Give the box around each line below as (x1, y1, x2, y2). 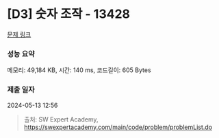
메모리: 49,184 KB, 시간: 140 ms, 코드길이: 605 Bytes (7, 66, 152, 74)
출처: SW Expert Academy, (23, 115, 99, 124)
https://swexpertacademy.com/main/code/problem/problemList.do (23, 123, 213, 131)
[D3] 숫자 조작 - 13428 (7, 6, 131, 22)
